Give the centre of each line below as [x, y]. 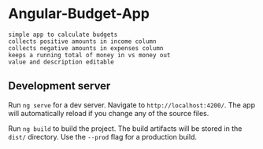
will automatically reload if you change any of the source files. [109, 113]
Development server [59, 86]
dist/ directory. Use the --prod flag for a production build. [102, 136]
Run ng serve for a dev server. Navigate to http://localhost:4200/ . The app [132, 105]
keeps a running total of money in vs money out [89, 55]
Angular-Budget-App [79, 14]
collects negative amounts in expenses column [86, 48]
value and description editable [61, 62]
